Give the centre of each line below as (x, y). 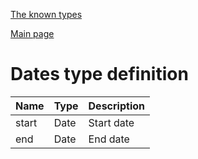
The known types (46, 14)
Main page (32, 33)
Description (116, 106)
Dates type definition (99, 74)
